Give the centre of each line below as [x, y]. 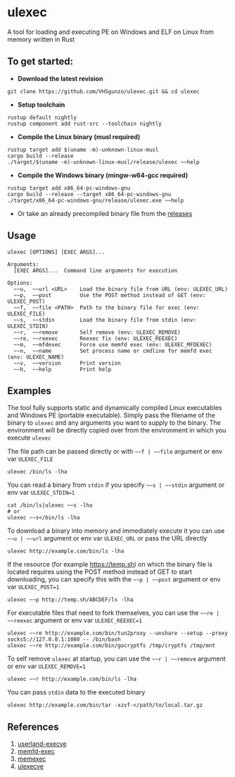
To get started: [40, 62]
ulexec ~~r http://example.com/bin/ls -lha [72, 679]
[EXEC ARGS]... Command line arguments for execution [96, 270]
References [33, 727]
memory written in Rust [41, 39]
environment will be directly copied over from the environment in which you [117, 430]
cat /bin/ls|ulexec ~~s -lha [50, 505]
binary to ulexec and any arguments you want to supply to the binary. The [114, 423]
